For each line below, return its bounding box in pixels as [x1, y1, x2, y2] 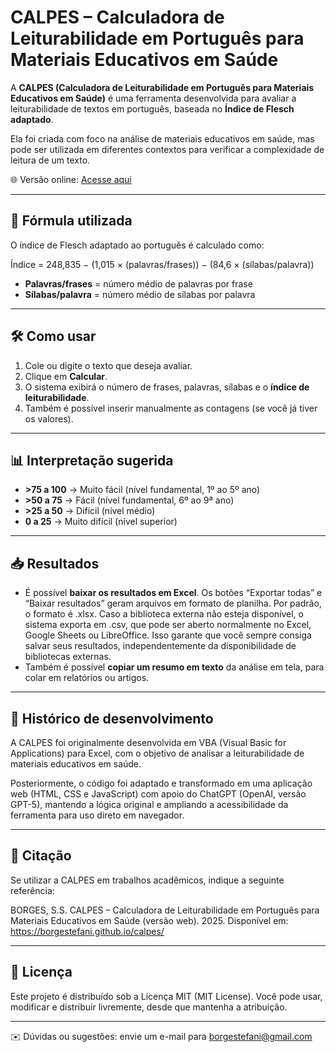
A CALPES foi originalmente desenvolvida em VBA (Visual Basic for [10, 737, 287, 748]
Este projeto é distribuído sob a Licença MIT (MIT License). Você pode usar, [10, 990, 323, 1002]
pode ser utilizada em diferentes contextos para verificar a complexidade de [10, 143, 325, 155]
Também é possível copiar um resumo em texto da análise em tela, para [24, 661, 325, 673]
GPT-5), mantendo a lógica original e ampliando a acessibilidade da [10, 799, 289, 810]
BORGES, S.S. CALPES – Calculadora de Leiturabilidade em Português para [10, 904, 320, 916]
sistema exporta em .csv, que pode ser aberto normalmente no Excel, [24, 619, 312, 631]
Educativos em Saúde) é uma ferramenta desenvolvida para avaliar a [10, 92, 297, 104]
